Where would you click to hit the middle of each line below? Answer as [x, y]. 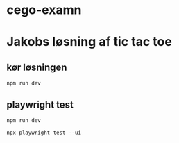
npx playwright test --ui [44, 133]
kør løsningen [37, 67]
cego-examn [44, 10]
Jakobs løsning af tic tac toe [89, 42]
